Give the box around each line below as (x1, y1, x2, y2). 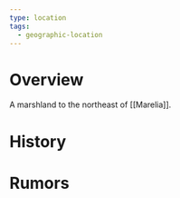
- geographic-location (17, 30, 103, 39)
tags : (9, 22, 30, 31)
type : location (9, 13, 67, 23)
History (9, 131, 67, 152)
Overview (9, 69, 84, 90)
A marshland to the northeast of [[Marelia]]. (9, 99, 172, 110)
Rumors (9, 173, 70, 193)
